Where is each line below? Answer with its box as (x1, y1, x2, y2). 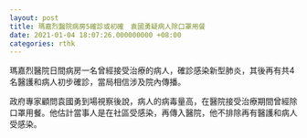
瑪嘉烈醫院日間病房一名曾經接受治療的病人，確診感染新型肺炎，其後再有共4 (9, 65, 295, 76)
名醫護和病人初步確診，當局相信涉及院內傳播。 (9, 77, 185, 88)
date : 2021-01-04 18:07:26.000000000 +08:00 (9, 30, 182, 39)
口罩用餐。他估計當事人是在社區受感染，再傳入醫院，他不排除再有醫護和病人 (9, 107, 298, 119)
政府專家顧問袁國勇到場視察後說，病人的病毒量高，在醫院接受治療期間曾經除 (9, 96, 298, 107)
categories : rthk (9, 38, 76, 48)
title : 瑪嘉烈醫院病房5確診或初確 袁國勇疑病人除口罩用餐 (9, 22, 206, 31)
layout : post (9, 13, 59, 23)
